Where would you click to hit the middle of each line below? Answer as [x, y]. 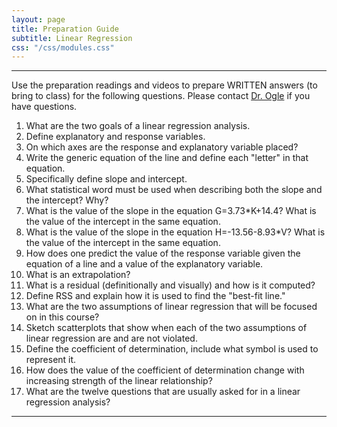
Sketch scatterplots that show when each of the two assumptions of [166, 328]
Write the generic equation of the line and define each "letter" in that [167, 158]
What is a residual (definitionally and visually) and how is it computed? [170, 285]
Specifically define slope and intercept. [106, 179]
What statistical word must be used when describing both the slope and [174, 190]
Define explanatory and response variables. [115, 137]
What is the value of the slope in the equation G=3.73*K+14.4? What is [171, 211]
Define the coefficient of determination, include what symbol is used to [172, 349]
